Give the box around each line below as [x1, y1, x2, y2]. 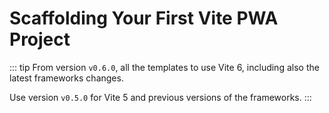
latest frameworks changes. [9, 72, 124, 84]
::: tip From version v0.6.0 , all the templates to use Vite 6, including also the [9, 61, 320, 73]
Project [9, 28, 71, 51]
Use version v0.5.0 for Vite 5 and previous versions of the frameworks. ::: [9, 91, 312, 103]
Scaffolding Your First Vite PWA [9, 7, 279, 30]
